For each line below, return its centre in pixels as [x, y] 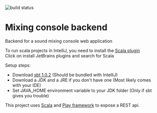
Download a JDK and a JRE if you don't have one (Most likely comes [81, 80]
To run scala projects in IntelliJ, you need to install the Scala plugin [73, 50]
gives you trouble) [31, 95]
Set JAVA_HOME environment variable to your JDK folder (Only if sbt [82, 90]
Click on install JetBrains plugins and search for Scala [60, 56]
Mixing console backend [56, 28]
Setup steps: [18, 65]
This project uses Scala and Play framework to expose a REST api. [72, 105]
